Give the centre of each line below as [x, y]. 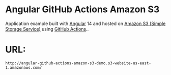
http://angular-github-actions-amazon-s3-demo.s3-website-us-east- [78, 63]
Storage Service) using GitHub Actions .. [47, 29]
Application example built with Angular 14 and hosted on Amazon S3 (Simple [85, 23]
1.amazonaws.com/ [24, 67]
